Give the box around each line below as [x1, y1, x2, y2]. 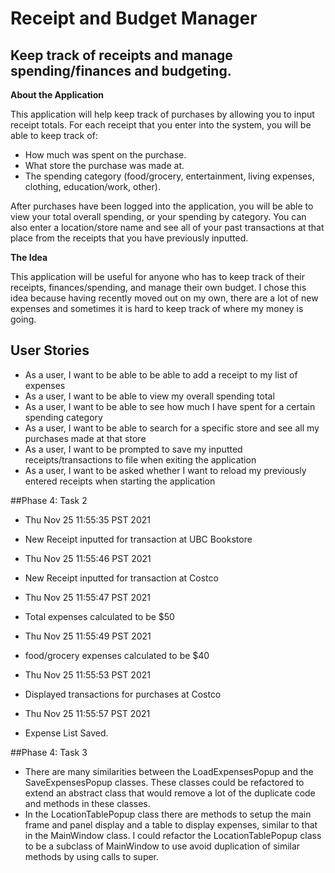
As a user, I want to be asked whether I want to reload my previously [24, 464, 307, 476]
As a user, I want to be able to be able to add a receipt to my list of [24, 368, 298, 381]
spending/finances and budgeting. [10, 62, 232, 79]
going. [10, 313, 37, 325]
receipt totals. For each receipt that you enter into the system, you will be [10, 119, 312, 131]
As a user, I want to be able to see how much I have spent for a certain [24, 400, 316, 412]
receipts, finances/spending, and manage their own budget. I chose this [10, 282, 307, 293]
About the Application [10, 89, 104, 101]
